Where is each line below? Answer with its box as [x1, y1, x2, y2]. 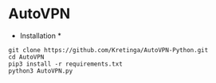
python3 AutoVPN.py [8, 66, 73, 75]
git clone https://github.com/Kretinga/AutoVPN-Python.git [8, 46, 209, 54]
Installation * [19, 31, 61, 40]
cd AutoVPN [8, 53, 45, 61]
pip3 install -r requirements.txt [8, 60, 124, 68]
